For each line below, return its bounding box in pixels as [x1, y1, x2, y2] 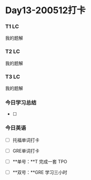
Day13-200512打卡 [5, 5, 86, 16]
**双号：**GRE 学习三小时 [12, 169, 67, 175]
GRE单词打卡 [12, 148, 39, 154]
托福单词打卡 [12, 137, 39, 143]
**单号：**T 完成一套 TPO [12, 158, 67, 164]
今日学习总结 [5, 99, 37, 106]
